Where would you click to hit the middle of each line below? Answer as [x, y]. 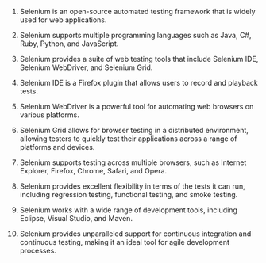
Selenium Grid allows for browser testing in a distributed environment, [134, 130]
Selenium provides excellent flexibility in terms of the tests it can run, [133, 186]
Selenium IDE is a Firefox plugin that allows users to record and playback [139, 83]
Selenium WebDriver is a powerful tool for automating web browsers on [137, 107]
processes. [38, 250]
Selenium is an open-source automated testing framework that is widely [137, 11]
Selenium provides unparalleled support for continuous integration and [135, 234]
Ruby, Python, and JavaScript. [69, 44]
